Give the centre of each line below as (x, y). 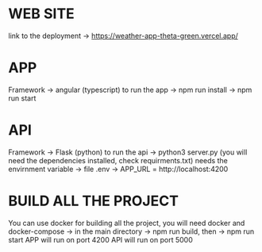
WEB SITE (42, 14)
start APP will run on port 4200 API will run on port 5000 (100, 239)
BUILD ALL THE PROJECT (93, 201)
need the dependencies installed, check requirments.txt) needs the (118, 160)
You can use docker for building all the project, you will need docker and (127, 223)
